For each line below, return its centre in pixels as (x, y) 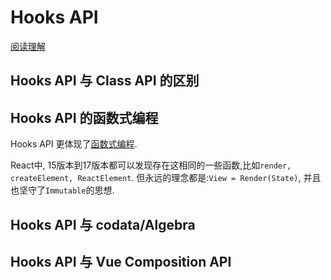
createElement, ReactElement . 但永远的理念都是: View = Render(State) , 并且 (166, 178)
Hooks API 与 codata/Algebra (103, 224)
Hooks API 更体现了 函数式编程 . (74, 144)
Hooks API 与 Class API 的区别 (105, 81)
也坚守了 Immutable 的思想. (62, 190)
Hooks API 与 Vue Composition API (121, 261)
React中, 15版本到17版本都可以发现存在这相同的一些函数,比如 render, (151, 165)
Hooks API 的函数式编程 (84, 117)
